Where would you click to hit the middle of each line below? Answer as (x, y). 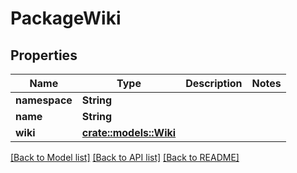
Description (214, 83)
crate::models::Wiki (129, 132)
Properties (44, 55)
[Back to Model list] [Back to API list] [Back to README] (125, 157)
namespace (44, 100)
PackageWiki (66, 18)
